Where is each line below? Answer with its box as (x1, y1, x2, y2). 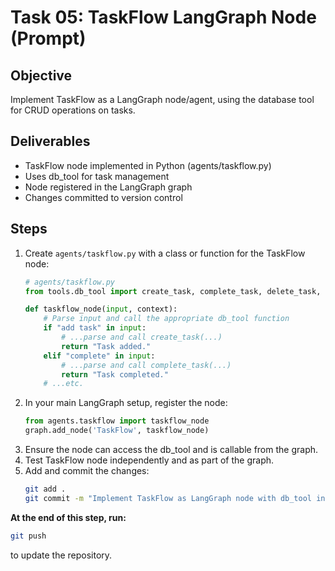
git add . (24, 484, 67, 494)
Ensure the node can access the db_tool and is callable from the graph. (24, 444, 319, 455)
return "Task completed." (61, 369, 169, 380)
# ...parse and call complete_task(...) (61, 360, 232, 370)
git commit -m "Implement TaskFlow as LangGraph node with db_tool (24, 493, 313, 503)
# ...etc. (43, 379, 84, 389)
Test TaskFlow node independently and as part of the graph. (24, 454, 275, 466)
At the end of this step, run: (10, 511, 127, 523)
